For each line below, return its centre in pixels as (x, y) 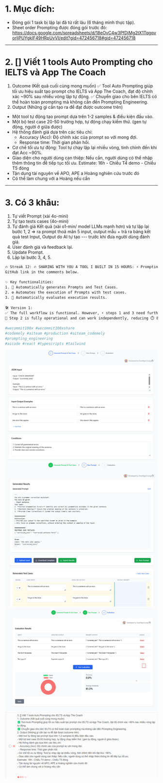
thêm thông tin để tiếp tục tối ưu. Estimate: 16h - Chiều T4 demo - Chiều (84, 163)
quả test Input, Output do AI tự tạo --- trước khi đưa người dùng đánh (81, 237)
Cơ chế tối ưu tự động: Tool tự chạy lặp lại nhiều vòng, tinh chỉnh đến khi (84, 147)
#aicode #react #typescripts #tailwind (45, 343)
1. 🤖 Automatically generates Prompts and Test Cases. (62, 288)
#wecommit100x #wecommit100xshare (40, 328)
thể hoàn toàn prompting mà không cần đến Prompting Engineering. (80, 102)
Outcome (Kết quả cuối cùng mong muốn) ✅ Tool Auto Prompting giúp (82, 85)
